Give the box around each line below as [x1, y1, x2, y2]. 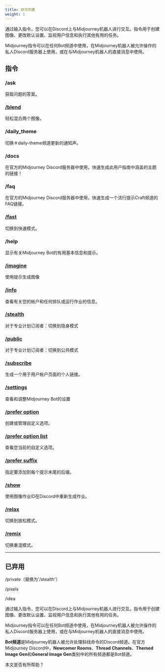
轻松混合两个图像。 [5, 116, 44, 121]
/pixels [5, 586, 19, 592]
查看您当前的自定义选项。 [5, 444, 57, 450]
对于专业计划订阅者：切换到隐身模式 [5, 322, 79, 328]
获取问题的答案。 [5, 91, 40, 97]
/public [5, 335, 23, 342]
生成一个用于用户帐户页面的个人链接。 [5, 372, 82, 378]
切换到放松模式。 [5, 518, 40, 524]
